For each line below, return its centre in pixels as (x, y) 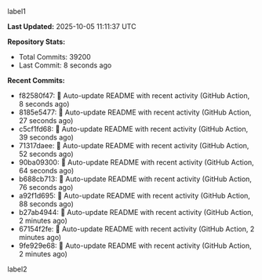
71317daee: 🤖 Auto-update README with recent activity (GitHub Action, (134, 145)
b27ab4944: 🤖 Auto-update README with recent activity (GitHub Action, (136, 212)
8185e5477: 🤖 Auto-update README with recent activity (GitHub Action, (135, 112)
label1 (17, 11)
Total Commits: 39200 (55, 57)
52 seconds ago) (46, 154)
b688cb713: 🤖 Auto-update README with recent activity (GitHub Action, (135, 179)
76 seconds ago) (46, 187)
